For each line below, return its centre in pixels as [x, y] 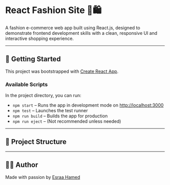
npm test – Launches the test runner [50, 111]
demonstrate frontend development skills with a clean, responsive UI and [81, 33]
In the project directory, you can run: [43, 96]
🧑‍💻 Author [22, 165]
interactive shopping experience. [40, 38]
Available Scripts [27, 84]
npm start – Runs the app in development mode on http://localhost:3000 [88, 105]
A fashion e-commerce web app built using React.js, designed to [73, 28]
